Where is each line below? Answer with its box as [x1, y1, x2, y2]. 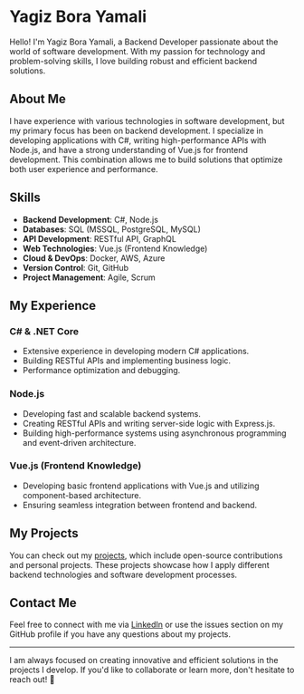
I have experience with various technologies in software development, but [9, 115, 285, 126]
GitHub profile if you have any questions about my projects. [9, 629, 232, 640]
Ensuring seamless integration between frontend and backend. [22, 499, 258, 510]
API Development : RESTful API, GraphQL [22, 233, 176, 244]
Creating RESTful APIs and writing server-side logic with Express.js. [22, 418, 276, 429]
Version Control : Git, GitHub [22, 262, 129, 273]
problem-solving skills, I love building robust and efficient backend [9, 55, 258, 66]
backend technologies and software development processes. [9, 569, 238, 580]
